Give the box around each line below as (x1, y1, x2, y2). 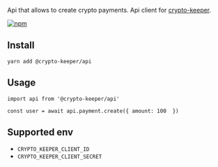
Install (7, 40, 35, 51)
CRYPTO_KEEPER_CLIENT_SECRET (17, 153, 102, 161)
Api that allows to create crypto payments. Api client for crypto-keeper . (7, 6, 212, 14)
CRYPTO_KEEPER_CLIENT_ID (17, 146, 90, 153)
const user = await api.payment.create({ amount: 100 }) (7, 107, 179, 114)
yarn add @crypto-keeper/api (7, 58, 92, 65)
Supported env (7, 127, 74, 138)
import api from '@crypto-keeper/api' (7, 95, 120, 102)
